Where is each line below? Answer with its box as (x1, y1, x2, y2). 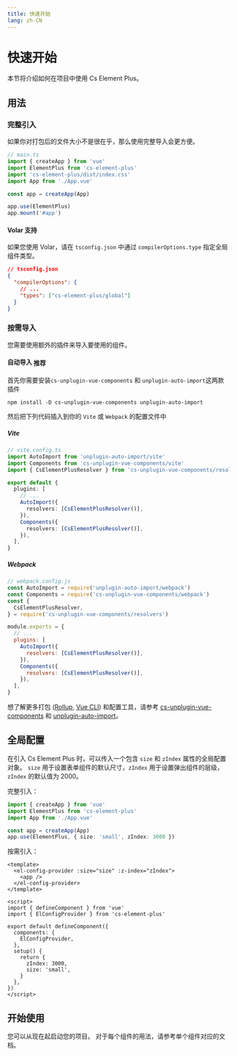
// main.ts (7, 151, 39, 159)
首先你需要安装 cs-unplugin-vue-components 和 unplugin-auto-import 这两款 (7, 376, 224, 385)
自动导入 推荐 (7, 358, 47, 367)
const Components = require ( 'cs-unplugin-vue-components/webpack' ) (7, 591, 210, 598)
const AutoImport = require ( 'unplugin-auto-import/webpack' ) (7, 584, 191, 592)
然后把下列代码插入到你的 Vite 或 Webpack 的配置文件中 (7, 413, 167, 421)
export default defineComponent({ (7, 923, 109, 930)
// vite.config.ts (7, 446, 61, 454)
